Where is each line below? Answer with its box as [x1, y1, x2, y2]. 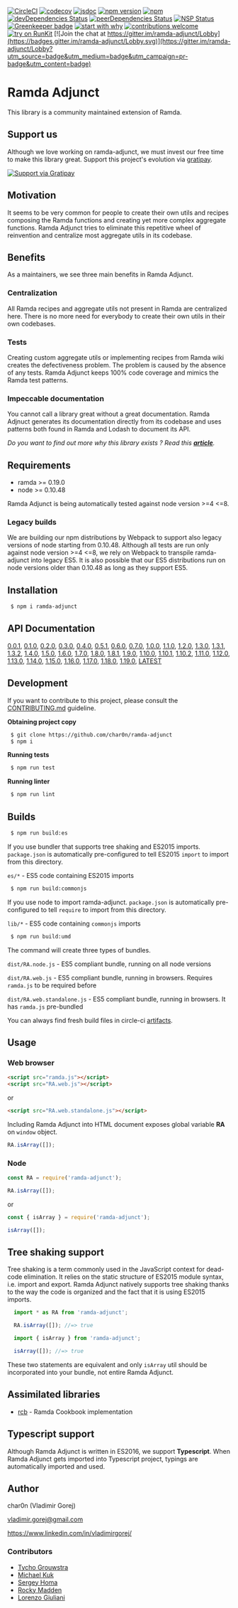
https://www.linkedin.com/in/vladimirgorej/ [7, 1529, 132, 1538]
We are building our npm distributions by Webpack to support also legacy [7, 533, 222, 542]
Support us [7, 129, 58, 141]
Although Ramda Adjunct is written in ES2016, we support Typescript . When [7, 1447, 230, 1455]
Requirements [7, 459, 71, 471]
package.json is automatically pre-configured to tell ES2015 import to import [7, 849, 229, 858]
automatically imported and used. [7, 1462, 106, 1471]
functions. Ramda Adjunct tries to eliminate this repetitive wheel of [7, 223, 201, 232]
